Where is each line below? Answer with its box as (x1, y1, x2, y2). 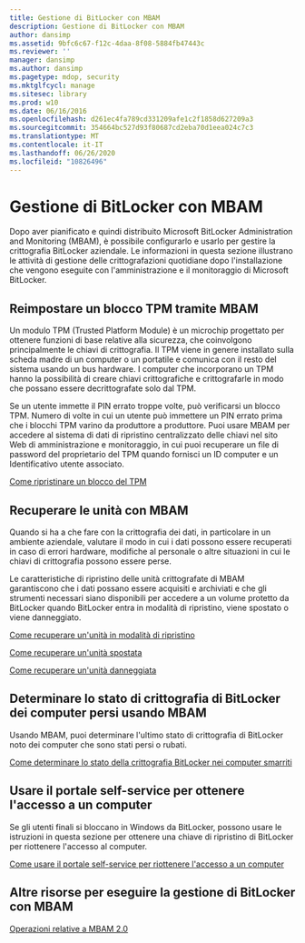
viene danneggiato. (9, 612, 82, 623)
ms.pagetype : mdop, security (9, 73, 120, 82)
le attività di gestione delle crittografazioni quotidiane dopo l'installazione (9, 256, 283, 266)
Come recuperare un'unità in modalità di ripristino (9, 629, 195, 641)
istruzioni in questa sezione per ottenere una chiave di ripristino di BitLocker (9, 831, 294, 842)
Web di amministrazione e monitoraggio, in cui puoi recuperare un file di (9, 439, 280, 450)
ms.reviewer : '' (9, 47, 71, 56)
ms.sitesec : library (9, 89, 88, 98)
